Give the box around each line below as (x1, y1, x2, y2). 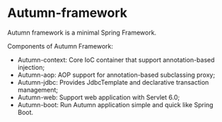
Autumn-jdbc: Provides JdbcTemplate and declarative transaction (17, 78, 209, 86)
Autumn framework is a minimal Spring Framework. (7, 28, 157, 37)
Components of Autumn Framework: (7, 42, 114, 50)
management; (17, 85, 59, 94)
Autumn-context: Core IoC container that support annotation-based (17, 55, 215, 64)
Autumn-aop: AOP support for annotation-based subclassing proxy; (17, 71, 216, 79)
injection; (17, 63, 45, 71)
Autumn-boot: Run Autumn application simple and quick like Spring (17, 100, 214, 109)
